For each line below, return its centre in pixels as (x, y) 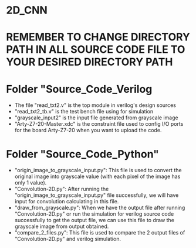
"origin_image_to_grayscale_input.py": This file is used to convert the (98, 170)
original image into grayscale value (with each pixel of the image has (97, 176)
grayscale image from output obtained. (62, 226)
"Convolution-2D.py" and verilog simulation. (68, 239)
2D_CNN (27, 10)
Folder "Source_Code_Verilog (79, 89)
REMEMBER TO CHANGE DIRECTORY (98, 37)
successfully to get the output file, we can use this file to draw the (94, 220)
